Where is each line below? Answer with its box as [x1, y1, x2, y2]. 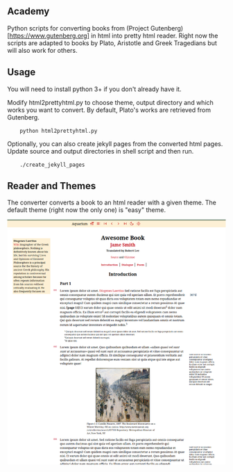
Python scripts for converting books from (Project [7, 24, 149, 32]
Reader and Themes [7, 180, 96, 192]
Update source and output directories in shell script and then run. [7, 147, 194, 155]
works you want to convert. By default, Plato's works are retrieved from [7, 106, 212, 114]
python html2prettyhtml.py [19, 127, 98, 134]
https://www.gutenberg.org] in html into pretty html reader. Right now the [9, 31, 218, 40]
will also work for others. [7, 46, 78, 54]
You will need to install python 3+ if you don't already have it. [7, 85, 182, 93]
